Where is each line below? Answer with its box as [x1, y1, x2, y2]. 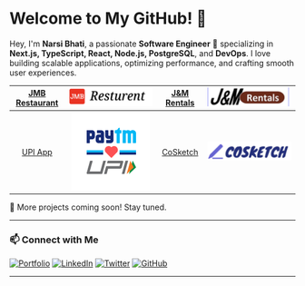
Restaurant [15, 97, 59, 108]
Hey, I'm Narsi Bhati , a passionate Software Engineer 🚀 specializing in [9, 38, 274, 49]
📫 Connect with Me [9, 233, 99, 246]
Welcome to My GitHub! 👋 [9, 8, 207, 29]
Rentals [165, 97, 195, 108]
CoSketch [162, 146, 199, 157]
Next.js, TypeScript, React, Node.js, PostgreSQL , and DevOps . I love [9, 47, 271, 58]
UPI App [21, 146, 53, 157]
